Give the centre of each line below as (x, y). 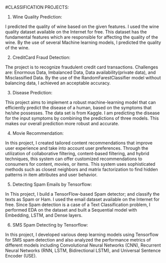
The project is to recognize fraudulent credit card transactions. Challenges (82, 67)
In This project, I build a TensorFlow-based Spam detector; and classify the (83, 194)
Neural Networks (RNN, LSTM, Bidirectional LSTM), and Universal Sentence (83, 251)
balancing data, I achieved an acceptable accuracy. (58, 83)
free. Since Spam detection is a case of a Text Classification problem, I (78, 205)
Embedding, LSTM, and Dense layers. (44, 215)
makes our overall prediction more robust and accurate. (62, 124)
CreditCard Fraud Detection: (41, 57)
